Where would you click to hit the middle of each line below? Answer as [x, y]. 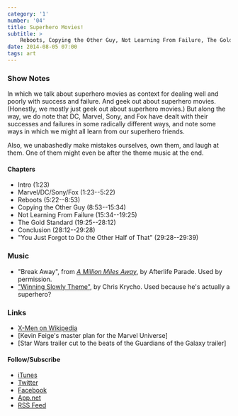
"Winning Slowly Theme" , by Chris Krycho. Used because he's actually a [124, 286]
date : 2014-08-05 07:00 [42, 47]
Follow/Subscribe [34, 359]
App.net [29, 398]
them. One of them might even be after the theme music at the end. [106, 153]
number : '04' [27, 21]
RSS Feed [32, 405]
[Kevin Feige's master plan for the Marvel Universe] [92, 335]
